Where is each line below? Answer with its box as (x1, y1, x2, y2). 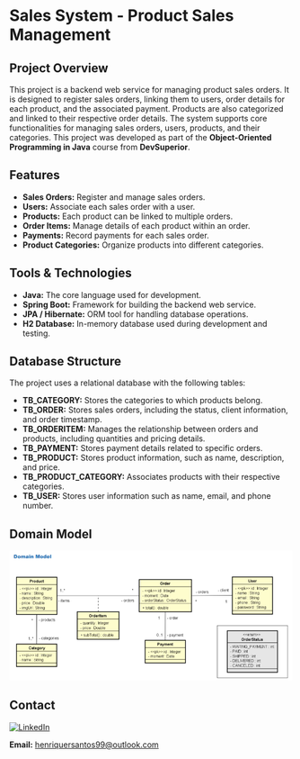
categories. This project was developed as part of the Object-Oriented (9, 132, 272, 142)
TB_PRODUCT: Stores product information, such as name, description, (22, 452, 285, 464)
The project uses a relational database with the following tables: (9, 377, 246, 388)
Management (9, 24, 111, 45)
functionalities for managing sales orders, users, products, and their (9, 122, 260, 133)
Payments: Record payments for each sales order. (22, 230, 209, 240)
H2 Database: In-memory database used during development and (22, 318, 268, 329)
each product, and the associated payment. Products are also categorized (9, 104, 284, 113)
